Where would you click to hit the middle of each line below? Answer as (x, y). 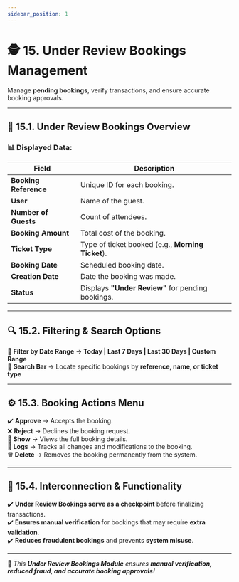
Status (22, 292)
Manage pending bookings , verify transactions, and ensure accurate (108, 90)
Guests (23, 221)
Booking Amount (40, 233)
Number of (30, 213)
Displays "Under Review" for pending (144, 288)
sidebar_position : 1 (38, 14)
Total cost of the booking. (123, 233)
